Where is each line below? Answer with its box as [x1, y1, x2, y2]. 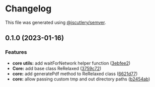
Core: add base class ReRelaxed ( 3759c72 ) [12, 65, 102, 71]
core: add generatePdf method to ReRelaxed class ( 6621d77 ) [12, 71, 138, 77]
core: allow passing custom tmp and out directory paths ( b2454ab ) [12, 76, 151, 82]
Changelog [5, 3, 52, 14]
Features [5, 49, 27, 56]
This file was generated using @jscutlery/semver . [5, 19, 106, 25]
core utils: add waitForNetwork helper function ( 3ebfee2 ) [12, 60, 131, 66]
